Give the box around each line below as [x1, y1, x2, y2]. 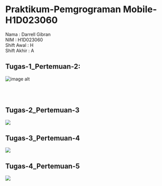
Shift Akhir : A [5, 47, 34, 54]
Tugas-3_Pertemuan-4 [5, 134, 80, 142]
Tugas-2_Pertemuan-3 [5, 106, 80, 115]
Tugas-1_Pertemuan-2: [5, 62, 81, 71]
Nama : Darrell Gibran [5, 31, 51, 37]
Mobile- [123, 4, 157, 15]
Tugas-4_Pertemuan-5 [5, 162, 80, 170]
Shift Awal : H [5, 42, 34, 48]
